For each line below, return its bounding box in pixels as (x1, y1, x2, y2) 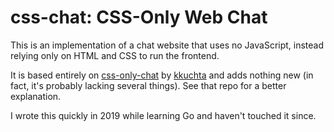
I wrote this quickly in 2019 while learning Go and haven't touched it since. (10, 109, 317, 121)
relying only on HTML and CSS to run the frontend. (10, 49, 220, 61)
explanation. (10, 90, 62, 102)
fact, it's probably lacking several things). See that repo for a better (10, 79, 287, 91)
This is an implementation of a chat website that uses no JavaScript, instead (10, 39, 325, 51)
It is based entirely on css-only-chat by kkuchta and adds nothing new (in (10, 69, 314, 81)
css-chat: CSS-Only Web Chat (10, 6, 268, 29)
